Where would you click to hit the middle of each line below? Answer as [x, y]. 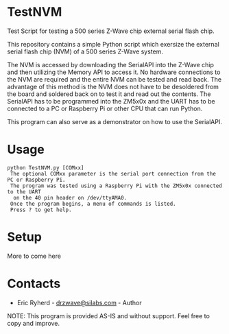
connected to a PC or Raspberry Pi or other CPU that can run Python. [105, 108]
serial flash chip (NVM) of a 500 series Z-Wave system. [85, 51]
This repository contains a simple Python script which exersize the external [113, 44]
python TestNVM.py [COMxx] [46, 168]
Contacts [34, 284]
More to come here [34, 256]
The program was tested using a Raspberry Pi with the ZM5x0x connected [116, 186]
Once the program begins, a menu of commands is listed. [93, 204]
